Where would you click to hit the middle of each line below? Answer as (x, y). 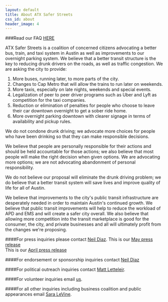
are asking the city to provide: (36, 69)
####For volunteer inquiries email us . (44, 279)
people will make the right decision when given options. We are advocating (83, 157)
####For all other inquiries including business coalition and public (73, 289)
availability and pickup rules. (42, 121)
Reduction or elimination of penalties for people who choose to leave (83, 105)
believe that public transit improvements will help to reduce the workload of (83, 208)
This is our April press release (36, 250)
